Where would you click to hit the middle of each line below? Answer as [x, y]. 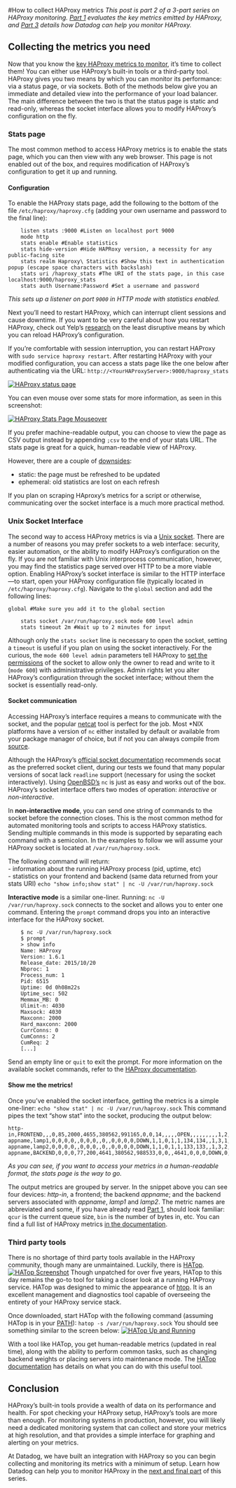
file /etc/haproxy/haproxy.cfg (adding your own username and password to [117, 211]
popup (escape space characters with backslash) [80, 268]
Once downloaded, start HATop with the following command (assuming [111, 1316]
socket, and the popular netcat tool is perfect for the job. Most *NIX [106, 723]
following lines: [30, 596]
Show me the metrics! [41, 1085]
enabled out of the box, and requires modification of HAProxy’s [99, 165]
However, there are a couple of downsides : [70, 461]
